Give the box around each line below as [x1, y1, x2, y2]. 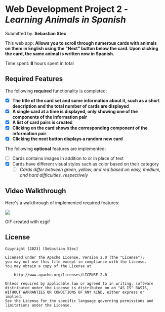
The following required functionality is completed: [5, 88, 107, 94]
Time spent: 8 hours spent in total [5, 60, 74, 66]
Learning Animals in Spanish [5, 14, 126, 25]
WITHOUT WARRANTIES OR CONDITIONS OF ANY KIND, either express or [5, 290, 145, 295]
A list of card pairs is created [12, 119, 73, 125]
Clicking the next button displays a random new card [12, 136, 123, 142]
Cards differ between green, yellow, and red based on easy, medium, [19, 166, 161, 172]
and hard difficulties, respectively [19, 172, 88, 178]
